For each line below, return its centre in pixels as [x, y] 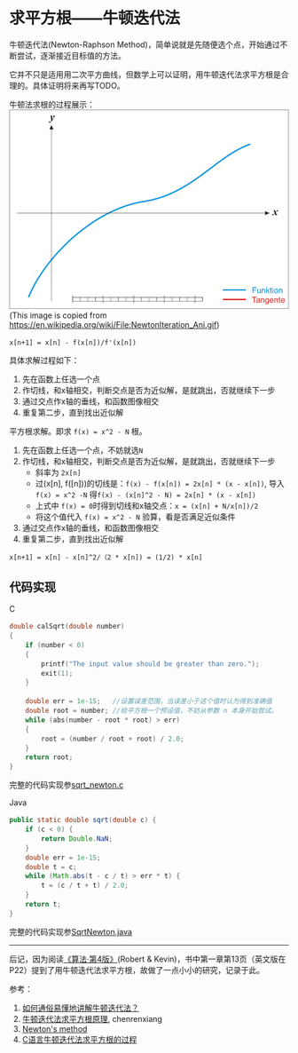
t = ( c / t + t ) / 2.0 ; [85, 886]
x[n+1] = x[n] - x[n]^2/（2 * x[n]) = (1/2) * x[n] [106, 558]
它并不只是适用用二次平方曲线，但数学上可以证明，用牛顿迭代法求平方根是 [145, 74]
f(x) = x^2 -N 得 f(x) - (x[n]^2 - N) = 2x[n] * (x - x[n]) [145, 495]
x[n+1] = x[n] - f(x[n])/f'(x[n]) [73, 343]
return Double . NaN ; [77, 839]
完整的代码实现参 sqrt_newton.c [67, 785]
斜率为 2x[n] [58, 472]
